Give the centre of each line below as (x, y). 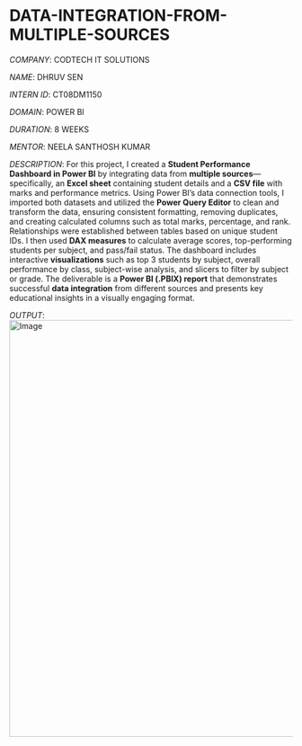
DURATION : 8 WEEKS (49, 129)
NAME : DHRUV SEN (46, 76)
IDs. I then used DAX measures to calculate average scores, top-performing (151, 240)
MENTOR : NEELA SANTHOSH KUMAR (80, 147)
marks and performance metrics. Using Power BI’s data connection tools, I (147, 192)
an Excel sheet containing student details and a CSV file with (169, 183)
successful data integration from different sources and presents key (136, 288)
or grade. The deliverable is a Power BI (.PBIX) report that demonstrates (143, 279)
